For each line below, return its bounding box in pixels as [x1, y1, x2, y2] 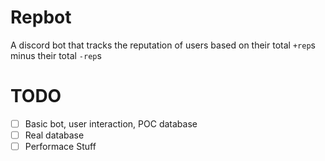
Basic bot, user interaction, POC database [24, 117, 198, 130]
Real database [24, 129, 85, 141]
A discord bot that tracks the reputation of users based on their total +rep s [10, 39, 316, 51]
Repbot [10, 6, 72, 29]
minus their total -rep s [10, 49, 102, 61]
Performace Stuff [24, 141, 97, 152]
